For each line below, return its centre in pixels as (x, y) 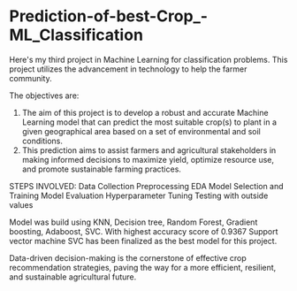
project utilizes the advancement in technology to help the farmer (128, 69)
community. (30, 78)
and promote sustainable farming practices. (101, 169)
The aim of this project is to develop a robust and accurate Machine (145, 112)
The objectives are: (44, 96)
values (21, 204)
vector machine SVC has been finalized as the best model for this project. (143, 241)
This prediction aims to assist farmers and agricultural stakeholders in (149, 150)
